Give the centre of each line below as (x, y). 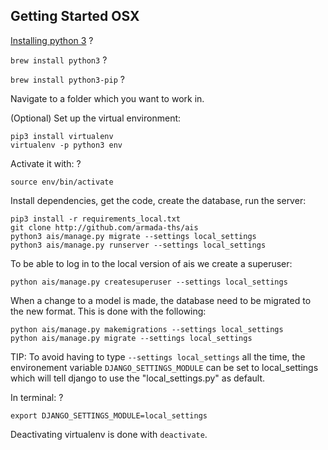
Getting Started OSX (75, 16)
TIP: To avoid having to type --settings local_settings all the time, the (158, 356)
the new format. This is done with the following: (108, 311)
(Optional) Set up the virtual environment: (96, 118)
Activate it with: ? (46, 163)
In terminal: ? (37, 397)
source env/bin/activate (62, 182)
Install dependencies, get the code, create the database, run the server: (158, 200)
